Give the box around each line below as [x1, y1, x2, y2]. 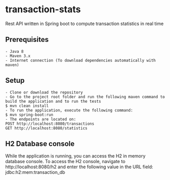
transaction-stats [5, 4, 81, 15]
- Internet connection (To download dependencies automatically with [5, 58, 156, 63]
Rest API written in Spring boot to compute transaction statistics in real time [5, 20, 164, 27]
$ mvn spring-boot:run [5, 112, 53, 117]
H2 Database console [5, 139, 75, 148]
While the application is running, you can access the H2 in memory [5, 153, 146, 159]
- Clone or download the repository [5, 89, 83, 95]
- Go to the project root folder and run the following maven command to [5, 94, 165, 99]
